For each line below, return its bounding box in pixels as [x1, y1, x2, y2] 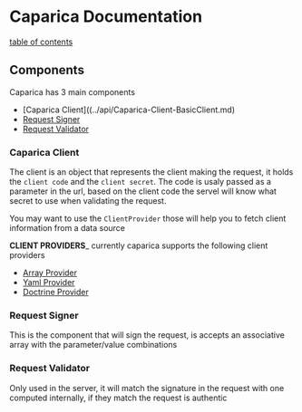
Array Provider [22, 267, 78, 278]
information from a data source [9, 223, 125, 234]
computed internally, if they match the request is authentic [9, 392, 228, 403]
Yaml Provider [22, 277, 75, 288]
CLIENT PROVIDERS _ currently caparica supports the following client [9, 240, 268, 251]
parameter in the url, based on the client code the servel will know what [9, 186, 277, 196]
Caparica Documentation [9, 6, 202, 27]
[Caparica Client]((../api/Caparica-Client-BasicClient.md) [22, 104, 236, 115]
